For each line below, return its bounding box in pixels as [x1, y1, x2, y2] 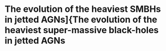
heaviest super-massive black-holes [4, 25, 159, 36]
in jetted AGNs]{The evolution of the [4, 14, 158, 25]
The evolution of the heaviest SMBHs [4, 3, 161, 15]
